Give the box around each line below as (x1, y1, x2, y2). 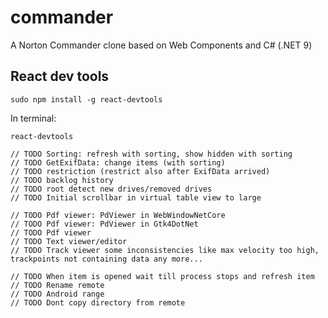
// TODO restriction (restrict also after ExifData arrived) (10, 166, 271, 176)
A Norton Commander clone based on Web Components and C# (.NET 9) (10, 39, 313, 51)
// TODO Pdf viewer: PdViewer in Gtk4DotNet (10, 219, 199, 229)
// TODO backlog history (10, 175, 114, 185)
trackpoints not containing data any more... (10, 254, 203, 264)
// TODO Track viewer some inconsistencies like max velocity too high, (10, 245, 320, 255)
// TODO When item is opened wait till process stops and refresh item (10, 271, 315, 281)
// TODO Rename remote (10, 280, 105, 290)
